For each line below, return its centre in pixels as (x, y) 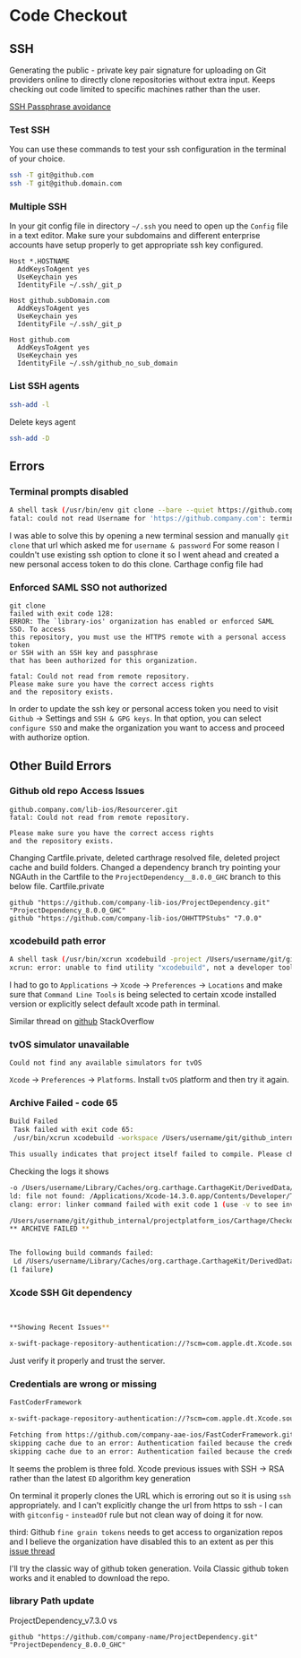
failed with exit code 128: (62, 614)
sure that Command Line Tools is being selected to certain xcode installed (143, 994)
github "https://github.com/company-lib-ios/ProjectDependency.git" (140, 902)
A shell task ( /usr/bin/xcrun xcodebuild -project (106, 960)
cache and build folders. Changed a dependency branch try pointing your (145, 867)
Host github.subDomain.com (60, 301)
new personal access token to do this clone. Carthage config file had (137, 564)
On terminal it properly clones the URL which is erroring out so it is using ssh (150, 1495)
